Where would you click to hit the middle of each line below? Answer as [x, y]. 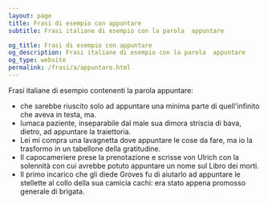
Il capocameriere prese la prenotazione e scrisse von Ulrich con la [129, 157]
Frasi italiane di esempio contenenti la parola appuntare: [101, 90]
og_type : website [37, 60]
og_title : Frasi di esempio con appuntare [80, 45]
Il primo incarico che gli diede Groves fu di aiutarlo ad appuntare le [130, 174]
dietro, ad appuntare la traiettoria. [75, 131]
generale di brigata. [52, 191]
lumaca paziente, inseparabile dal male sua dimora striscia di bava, [131, 123]
